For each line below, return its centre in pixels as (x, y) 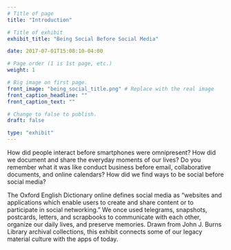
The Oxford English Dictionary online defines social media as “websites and (114, 195)
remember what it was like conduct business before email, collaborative (109, 167)
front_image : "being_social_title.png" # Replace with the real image (111, 89)
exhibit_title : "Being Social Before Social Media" (83, 39)
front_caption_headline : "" (48, 95)
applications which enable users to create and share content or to (101, 202)
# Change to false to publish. (52, 114)
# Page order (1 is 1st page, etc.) (60, 64)
